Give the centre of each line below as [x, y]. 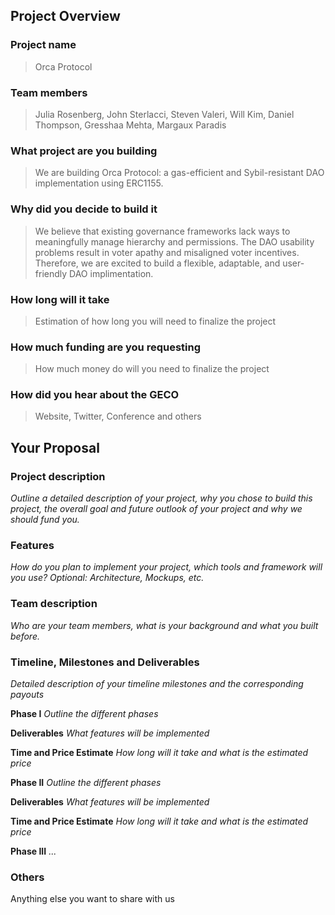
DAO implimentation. [111, 273]
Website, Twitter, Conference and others [118, 416]
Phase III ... [33, 851]
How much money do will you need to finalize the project [152, 369]
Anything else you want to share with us [92, 899]
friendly [51, 273]
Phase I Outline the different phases [84, 714]
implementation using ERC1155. [99, 183]
